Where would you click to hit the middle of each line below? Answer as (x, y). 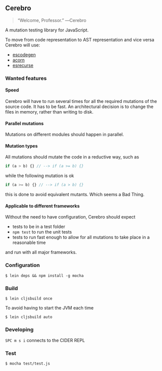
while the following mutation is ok (39, 176)
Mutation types (21, 146)
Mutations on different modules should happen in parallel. (64, 134)
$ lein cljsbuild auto (29, 317)
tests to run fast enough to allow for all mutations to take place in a (81, 237)
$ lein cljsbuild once (29, 298)
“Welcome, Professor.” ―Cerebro (52, 20)
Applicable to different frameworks (42, 206)
